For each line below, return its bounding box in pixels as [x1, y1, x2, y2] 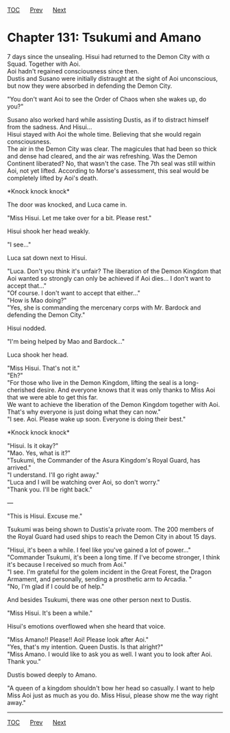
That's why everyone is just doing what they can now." [7, 408, 161, 416]
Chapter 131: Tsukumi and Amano [7, 30, 202, 45]
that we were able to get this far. [7, 393, 98, 401]
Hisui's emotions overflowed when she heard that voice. [7, 622, 166, 630]
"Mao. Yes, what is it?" [7, 449, 71, 457]
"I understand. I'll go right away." [7, 470, 99, 479]
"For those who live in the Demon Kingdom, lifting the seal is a [7, 378, 183, 386]
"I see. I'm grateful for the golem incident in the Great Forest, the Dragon [7, 568, 212, 576]
